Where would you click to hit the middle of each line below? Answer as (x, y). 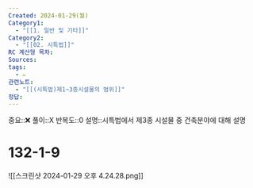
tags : (17, 67)
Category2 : (26, 38)
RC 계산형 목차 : (31, 52)
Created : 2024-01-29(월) (48, 15)
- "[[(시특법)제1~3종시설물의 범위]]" (70, 89)
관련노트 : (21, 82)
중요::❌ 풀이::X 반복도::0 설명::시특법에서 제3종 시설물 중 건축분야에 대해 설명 (127, 121)
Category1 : (26, 23)
